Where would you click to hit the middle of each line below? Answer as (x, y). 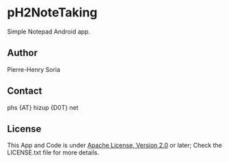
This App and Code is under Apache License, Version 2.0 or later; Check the (114, 146)
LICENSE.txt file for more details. (53, 152)
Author (22, 53)
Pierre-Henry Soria (33, 69)
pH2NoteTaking (52, 13)
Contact (25, 91)
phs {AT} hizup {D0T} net (43, 107)
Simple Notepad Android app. (49, 31)
